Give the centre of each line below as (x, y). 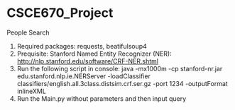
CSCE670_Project (60, 13)
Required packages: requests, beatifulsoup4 (82, 46)
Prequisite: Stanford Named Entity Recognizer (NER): (94, 54)
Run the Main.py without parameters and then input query (102, 98)
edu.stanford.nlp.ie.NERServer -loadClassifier (83, 76)
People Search (28, 32)
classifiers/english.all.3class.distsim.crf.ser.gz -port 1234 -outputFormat (122, 83)
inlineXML (32, 91)
